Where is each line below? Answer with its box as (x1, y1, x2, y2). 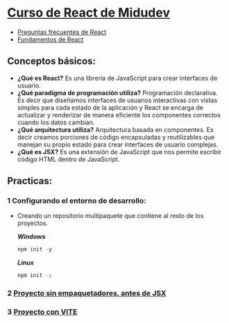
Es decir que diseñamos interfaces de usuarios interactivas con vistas (17, 96, 218, 104)
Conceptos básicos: (7, 56, 96, 67)
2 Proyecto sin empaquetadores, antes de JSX (7, 288, 167, 298)
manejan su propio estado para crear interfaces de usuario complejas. (17, 140, 219, 149)
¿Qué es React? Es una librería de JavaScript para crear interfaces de (17, 74, 218, 82)
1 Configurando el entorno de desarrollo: (7, 196, 146, 206)
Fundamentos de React (17, 35, 84, 43)
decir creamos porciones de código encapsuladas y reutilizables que (17, 133, 215, 141)
